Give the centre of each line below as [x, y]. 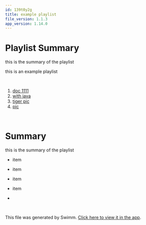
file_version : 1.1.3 [27, 19]
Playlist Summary [42, 48]
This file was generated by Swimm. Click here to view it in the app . [73, 218]
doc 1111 [20, 91]
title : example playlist [31, 14]
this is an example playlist [32, 72]
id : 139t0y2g [19, 10]
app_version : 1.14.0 [27, 24]
